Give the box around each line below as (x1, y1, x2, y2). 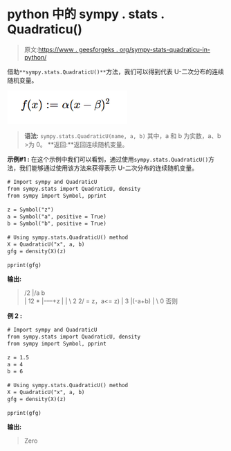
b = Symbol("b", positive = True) (7, 220, 107, 227)
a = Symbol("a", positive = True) (7, 213, 107, 220)
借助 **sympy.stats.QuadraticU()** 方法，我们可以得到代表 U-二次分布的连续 (7, 67, 225, 76)
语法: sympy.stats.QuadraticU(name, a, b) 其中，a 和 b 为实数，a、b (24, 131, 221, 139)
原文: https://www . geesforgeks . (24, 45, 118, 53)
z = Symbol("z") (7, 206, 54, 213)
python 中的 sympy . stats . (7, 6, 165, 22)
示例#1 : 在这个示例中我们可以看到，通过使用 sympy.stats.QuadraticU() (7, 155, 209, 163)
